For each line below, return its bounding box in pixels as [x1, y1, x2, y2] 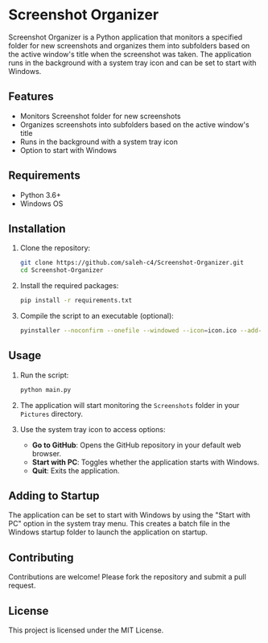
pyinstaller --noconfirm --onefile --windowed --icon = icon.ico [19, 327, 237, 335]
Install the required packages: [19, 281, 119, 291]
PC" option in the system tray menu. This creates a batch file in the [8, 519, 231, 529]
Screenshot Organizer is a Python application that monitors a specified [8, 32, 243, 42]
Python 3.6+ [19, 190, 62, 200]
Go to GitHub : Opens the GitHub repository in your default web [31, 440, 241, 450]
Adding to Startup [8, 488, 100, 502]
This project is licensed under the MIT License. [8, 625, 164, 635]
